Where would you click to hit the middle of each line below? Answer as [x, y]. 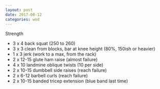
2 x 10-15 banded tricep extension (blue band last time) [70, 81]
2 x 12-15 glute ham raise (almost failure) [55, 60]
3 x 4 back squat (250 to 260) [44, 43]
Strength [14, 34]
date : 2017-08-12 [24, 15]
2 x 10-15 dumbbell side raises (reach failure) [60, 70]
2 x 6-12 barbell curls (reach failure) [50, 76]
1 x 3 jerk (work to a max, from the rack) [54, 54]
